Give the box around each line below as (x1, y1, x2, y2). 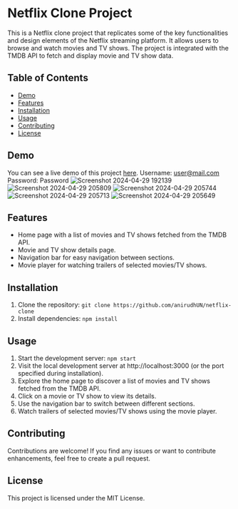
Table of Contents (7, 72, 89, 84)
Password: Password (7, 176, 69, 185)
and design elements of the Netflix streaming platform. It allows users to (7, 36, 219, 44)
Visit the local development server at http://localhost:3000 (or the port (17, 361, 224, 370)
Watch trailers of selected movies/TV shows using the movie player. (17, 407, 217, 415)
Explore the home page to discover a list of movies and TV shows (17, 376, 210, 385)
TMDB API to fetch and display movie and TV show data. (7, 51, 174, 60)
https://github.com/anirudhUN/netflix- (113, 302, 232, 309)
